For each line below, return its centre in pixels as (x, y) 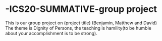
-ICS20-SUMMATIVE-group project (81, 9)
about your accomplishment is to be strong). (51, 33)
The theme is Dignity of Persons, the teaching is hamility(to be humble (78, 28)
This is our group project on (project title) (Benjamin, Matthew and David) (81, 23)
